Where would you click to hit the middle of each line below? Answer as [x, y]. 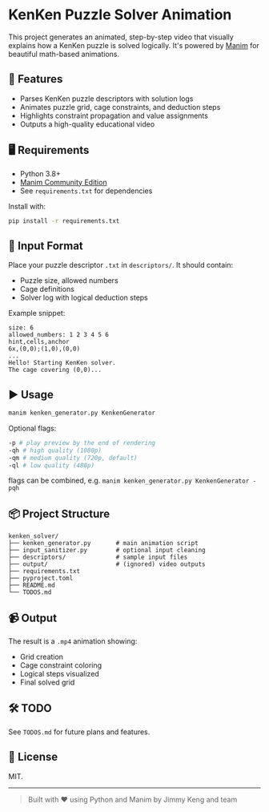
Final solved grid [47, 682]
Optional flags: [32, 428]
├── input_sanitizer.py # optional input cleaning [107, 551]
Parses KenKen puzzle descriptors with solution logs [106, 99]
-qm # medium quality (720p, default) [73, 458]
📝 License [33, 757]
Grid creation [42, 657]
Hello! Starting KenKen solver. [62, 363]
